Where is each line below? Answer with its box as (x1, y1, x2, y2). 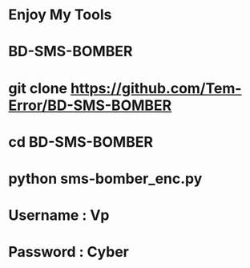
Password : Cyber (8, 243, 130, 262)
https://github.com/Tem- (71, 79, 242, 97)
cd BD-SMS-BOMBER (8, 132, 154, 151)
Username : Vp (8, 206, 110, 225)
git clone (8, 79, 68, 97)
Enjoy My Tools (8, 6, 112, 24)
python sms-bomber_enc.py (8, 169, 203, 188)
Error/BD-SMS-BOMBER (8, 96, 172, 114)
